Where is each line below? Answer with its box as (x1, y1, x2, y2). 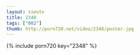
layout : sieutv (6, 8, 45, 15)
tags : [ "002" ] (6, 20, 42, 26)
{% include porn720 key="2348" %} (6, 42, 98, 50)
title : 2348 (6, 15, 36, 21)
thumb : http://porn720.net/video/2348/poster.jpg (6, 25, 135, 32)
